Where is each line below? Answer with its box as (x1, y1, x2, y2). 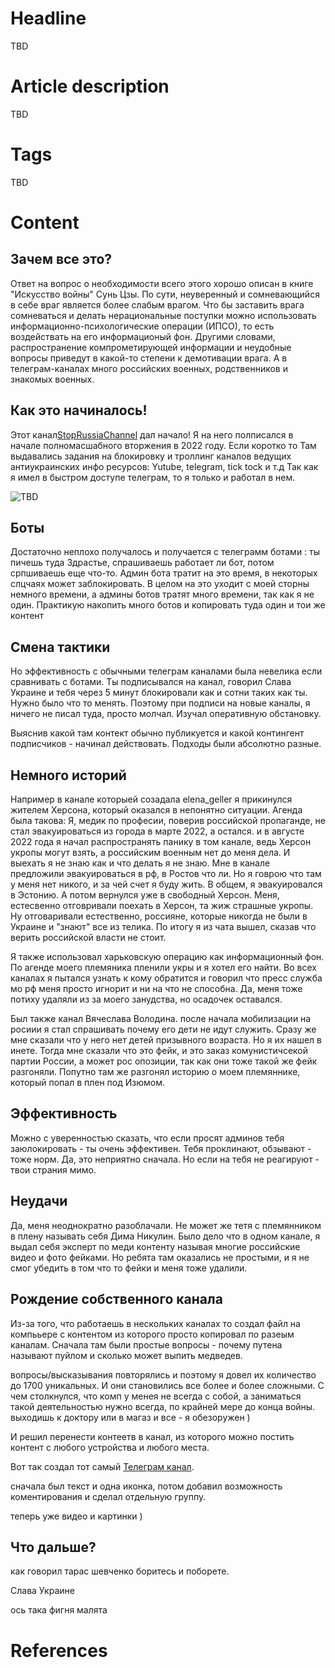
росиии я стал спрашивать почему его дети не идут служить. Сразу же (10, 1023, 317, 1036)
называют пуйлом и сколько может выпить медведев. (10, 1349, 243, 1361)
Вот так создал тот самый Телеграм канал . (10, 1460, 195, 1472)
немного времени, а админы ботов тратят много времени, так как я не (10, 588, 315, 601)
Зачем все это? (10, 251, 113, 268)
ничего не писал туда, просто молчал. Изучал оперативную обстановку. (10, 708, 322, 720)
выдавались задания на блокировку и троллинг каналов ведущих (10, 450, 292, 462)
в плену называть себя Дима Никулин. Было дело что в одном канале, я (10, 1230, 321, 1242)
